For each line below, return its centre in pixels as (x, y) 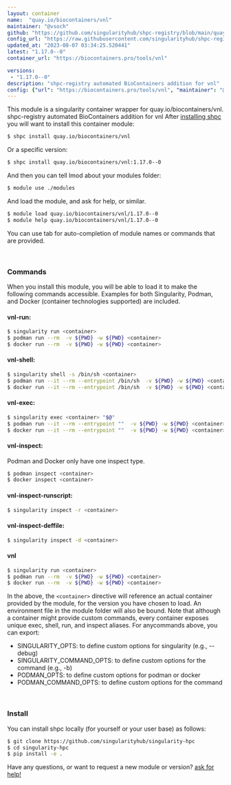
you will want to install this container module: (71, 124)
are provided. (26, 241)
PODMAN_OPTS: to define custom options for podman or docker (109, 675)
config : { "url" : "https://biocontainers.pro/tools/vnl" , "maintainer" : (112, 90)
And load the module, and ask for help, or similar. (77, 201)
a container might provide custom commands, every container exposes (108, 618)
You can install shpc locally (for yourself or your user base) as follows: (107, 729)
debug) (27, 653)
